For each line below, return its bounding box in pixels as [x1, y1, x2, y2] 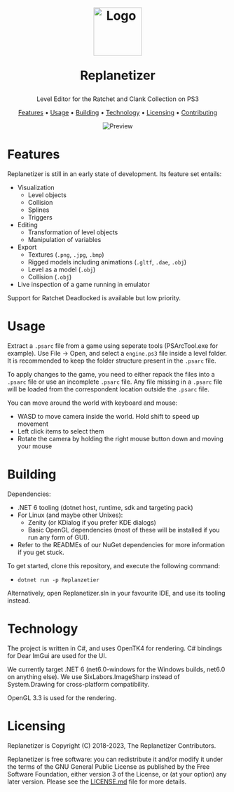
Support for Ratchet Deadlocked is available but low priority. [7, 294, 181, 302]
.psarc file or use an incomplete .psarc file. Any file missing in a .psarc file [7, 377, 223, 386]
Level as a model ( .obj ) [27, 265, 96, 274]
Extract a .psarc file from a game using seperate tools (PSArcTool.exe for [7, 342, 219, 350]
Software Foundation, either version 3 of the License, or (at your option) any [7, 770, 227, 778]
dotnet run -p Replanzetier [17, 577, 99, 584]
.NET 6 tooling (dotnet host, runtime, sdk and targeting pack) [17, 504, 194, 511]
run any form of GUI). [27, 533, 90, 542]
